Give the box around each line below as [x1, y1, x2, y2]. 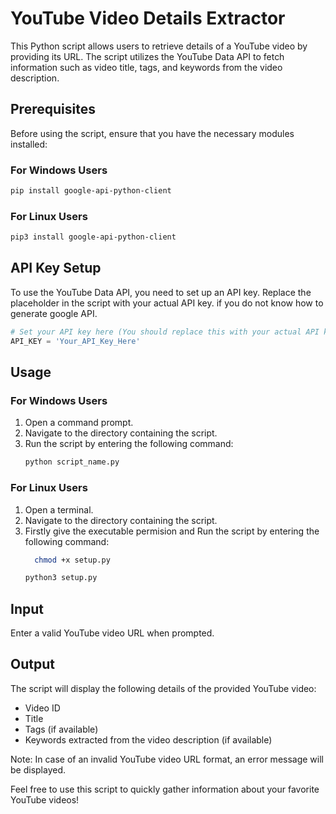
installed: [10, 138, 48, 150]
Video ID [24, 702, 61, 714]
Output [10, 656, 55, 673]
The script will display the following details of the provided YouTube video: [10, 682, 317, 694]
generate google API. [10, 307, 98, 319]
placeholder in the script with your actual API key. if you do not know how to [10, 297, 324, 309]
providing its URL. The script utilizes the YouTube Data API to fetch [10, 50, 285, 62]
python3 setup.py [24, 573, 98, 583]
